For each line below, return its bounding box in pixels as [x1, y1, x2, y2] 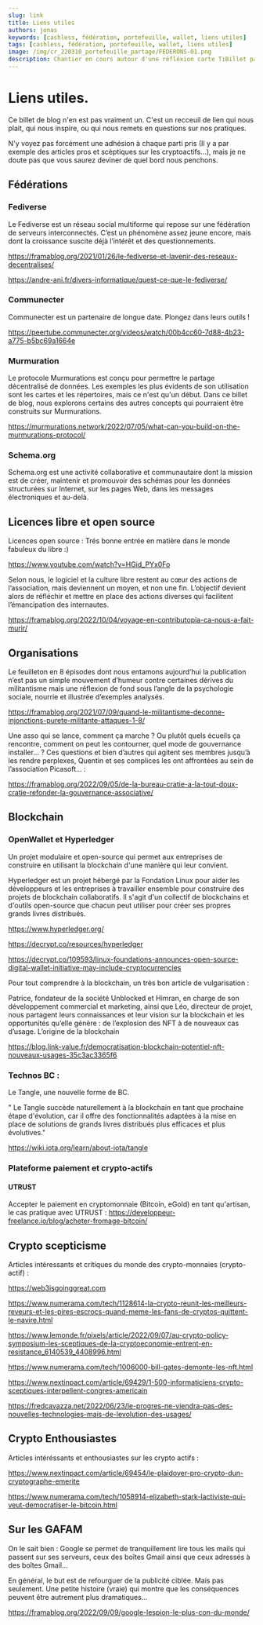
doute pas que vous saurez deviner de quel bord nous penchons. [8, 155, 218, 165]
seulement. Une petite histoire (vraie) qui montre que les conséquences [8, 1583, 240, 1594]
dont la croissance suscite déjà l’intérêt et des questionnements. [8, 236, 216, 246]
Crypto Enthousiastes [8, 1432, 117, 1445]
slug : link [8, 11, 44, 20]
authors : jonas [8, 26, 58, 34]
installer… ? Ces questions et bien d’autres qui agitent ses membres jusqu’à [8, 747, 250, 758]
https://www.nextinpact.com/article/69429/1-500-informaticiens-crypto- [8, 1377, 244, 1386]
